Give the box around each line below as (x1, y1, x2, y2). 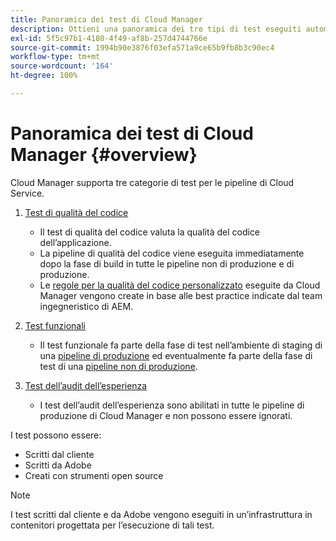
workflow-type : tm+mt (10, 52, 101, 62)
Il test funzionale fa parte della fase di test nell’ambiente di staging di (39, 339, 323, 351)
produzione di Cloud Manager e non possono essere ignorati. (39, 409, 293, 421)
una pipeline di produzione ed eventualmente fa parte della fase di (39, 349, 313, 361)
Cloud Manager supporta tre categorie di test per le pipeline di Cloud (10, 176, 295, 188)
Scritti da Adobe (24, 459, 92, 471)
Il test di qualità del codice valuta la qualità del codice (39, 226, 261, 238)
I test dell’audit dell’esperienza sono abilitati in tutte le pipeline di (39, 399, 305, 411)
